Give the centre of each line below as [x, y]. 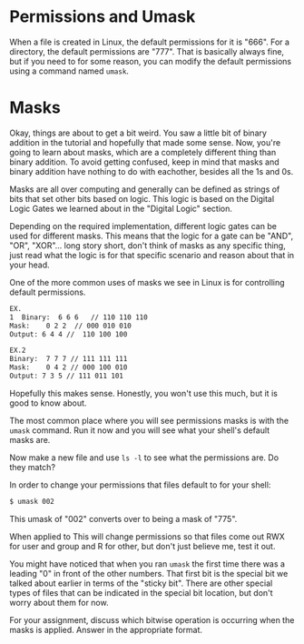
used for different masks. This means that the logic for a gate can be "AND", [151, 236]
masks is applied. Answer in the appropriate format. [106, 629]
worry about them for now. [59, 602]
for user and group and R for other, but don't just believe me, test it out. [142, 546]
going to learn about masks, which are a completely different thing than [143, 152]
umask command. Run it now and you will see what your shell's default [140, 430]
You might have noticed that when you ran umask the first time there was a [147, 563]
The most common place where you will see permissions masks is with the [149, 420]
